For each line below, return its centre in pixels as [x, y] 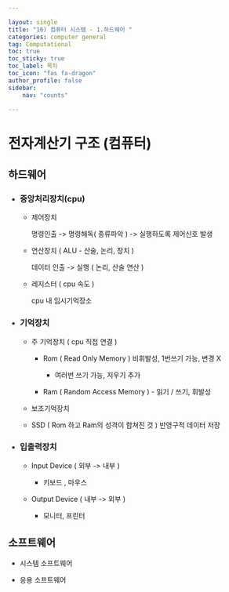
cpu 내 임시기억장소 [62, 301]
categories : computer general [58, 37]
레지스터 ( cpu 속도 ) [63, 284]
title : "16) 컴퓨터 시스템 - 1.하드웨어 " [70, 29]
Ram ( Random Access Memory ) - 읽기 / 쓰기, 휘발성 [127, 391]
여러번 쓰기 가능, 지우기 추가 [98, 375]
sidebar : [22, 88]
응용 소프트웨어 [43, 579]
